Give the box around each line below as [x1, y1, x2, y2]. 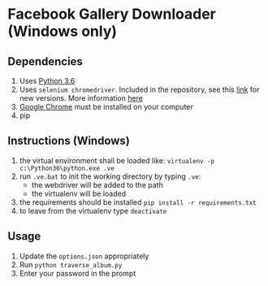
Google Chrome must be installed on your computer [19, 102, 194, 111]
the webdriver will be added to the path [31, 180, 163, 189]
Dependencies [7, 54, 83, 68]
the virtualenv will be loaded [31, 188, 127, 198]
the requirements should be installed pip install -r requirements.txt [19, 197, 257, 207]
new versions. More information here [19, 93, 144, 102]
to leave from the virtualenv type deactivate [19, 206, 167, 215]
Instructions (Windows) [7, 134, 131, 148]
